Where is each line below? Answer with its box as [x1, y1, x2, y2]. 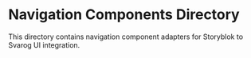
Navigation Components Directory [8, 6, 241, 24]
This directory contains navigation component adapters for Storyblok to [8, 32, 244, 41]
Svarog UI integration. [8, 40, 80, 49]
